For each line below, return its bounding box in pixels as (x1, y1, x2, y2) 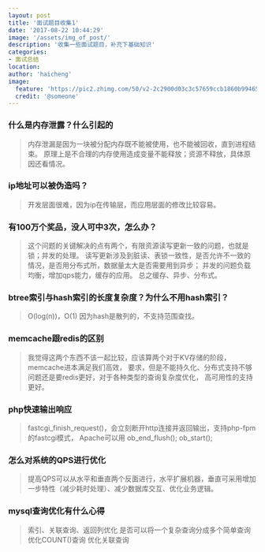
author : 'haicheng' (8, 70, 73, 78)
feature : (15, 84, 44, 93)
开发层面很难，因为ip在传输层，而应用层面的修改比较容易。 (27, 200, 221, 209)
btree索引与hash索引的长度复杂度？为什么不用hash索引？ (8, 293, 230, 304)
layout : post (8, 11, 51, 20)
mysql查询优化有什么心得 (8, 505, 105, 517)
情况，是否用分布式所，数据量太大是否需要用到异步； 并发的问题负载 (27, 261, 251, 270)
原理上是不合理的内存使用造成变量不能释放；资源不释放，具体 (43, 149, 244, 159)
